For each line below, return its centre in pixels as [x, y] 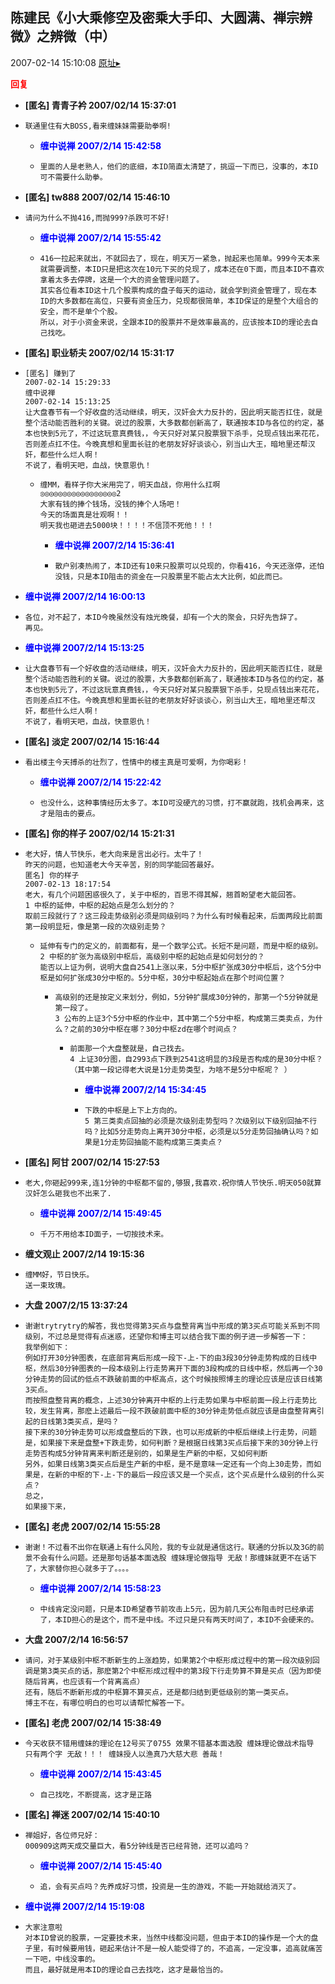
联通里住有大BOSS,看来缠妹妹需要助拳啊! [98, 126]
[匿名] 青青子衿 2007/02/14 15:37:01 [100, 105]
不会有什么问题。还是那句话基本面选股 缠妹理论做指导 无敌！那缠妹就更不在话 [171, 1558]
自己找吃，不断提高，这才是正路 [95, 1794]
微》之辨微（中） [63, 36]
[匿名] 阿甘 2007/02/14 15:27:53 [92, 1162]
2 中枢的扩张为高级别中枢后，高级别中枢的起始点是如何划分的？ [152, 956]
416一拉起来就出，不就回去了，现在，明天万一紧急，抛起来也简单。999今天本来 [179, 258]
